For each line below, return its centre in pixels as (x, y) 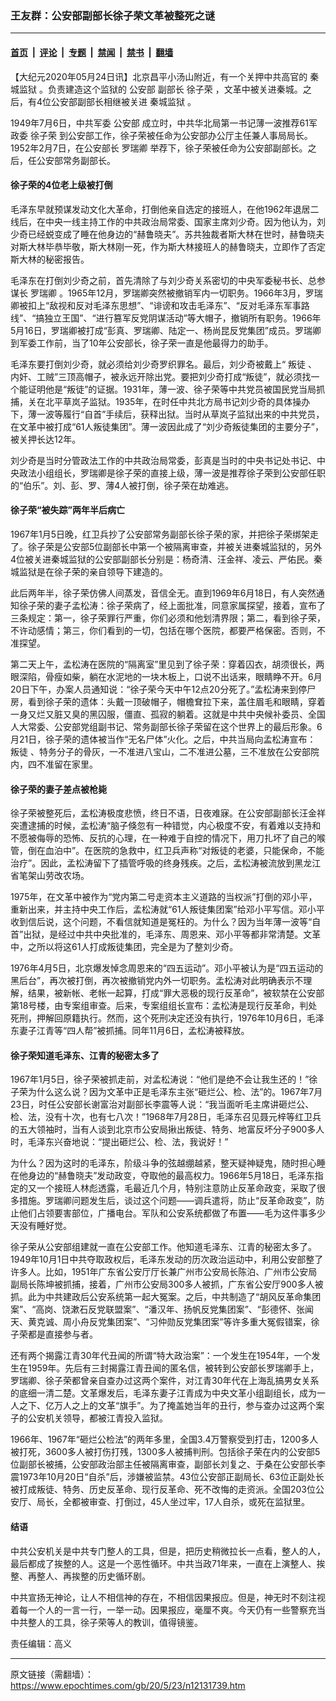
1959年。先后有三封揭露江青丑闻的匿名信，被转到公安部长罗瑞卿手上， (173, 1368)
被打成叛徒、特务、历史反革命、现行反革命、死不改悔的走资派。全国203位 (163, 1489)
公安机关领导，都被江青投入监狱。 (97, 1418)
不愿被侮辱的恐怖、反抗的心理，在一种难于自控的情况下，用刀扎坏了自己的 (163, 838)
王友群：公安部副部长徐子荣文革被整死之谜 (113, 15)
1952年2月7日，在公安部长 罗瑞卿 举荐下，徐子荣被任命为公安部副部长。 (159, 148)
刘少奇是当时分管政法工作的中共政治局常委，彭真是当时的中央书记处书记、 (163, 460)
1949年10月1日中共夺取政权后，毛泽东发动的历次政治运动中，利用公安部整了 (167, 1259)
